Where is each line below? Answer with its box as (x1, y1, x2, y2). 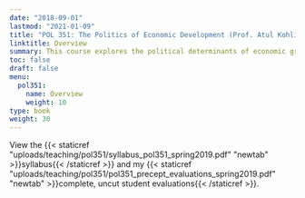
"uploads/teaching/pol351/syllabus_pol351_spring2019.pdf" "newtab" (9, 149, 270, 160)
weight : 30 (9, 114, 51, 124)
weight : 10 (25, 97, 67, 107)
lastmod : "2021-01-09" (9, 22, 95, 31)
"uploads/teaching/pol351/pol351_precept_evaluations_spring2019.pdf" (9, 169, 277, 180)
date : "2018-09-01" (9, 13, 84, 23)
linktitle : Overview (9, 38, 88, 48)
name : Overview (25, 89, 84, 98)
